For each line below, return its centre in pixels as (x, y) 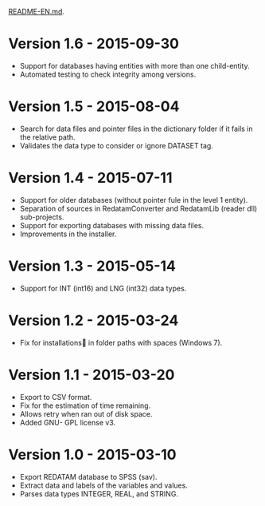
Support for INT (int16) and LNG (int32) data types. (103, 288)
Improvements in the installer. (68, 234)
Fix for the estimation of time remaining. (85, 405)
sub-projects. (42, 217)
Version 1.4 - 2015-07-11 (90, 178)
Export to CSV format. (56, 397)
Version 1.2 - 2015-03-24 (94, 320)
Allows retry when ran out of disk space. (86, 413)
